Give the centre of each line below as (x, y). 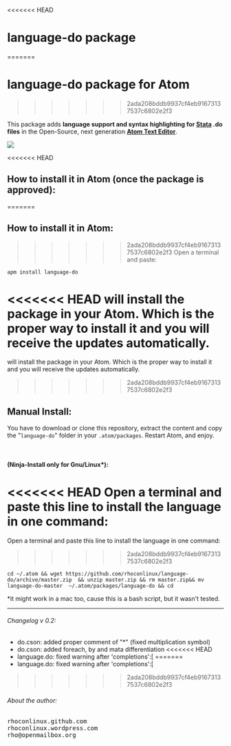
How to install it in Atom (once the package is (106, 179)
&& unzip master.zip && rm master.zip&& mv (141, 580)
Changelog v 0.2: (32, 621)
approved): (32, 190)
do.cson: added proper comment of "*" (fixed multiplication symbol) (114, 641)
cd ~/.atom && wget (35, 573)
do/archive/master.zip (40, 580)
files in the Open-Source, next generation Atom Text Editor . (92, 131)
